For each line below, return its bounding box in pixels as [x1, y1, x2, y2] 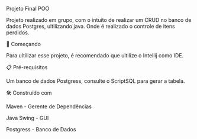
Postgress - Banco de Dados [6, 126, 76, 132]
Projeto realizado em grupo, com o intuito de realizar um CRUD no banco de [6, 17, 192, 23]
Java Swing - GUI [6, 115, 49, 121]
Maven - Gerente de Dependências [6, 103, 92, 110]
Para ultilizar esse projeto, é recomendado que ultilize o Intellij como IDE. [6, 52, 184, 59]
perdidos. [6, 29, 30, 36]
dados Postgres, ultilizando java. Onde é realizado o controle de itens [6, 23, 176, 30]
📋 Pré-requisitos [6, 64, 48, 70]
